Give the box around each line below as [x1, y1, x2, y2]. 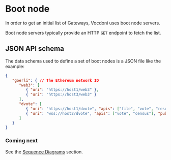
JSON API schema [5, 44, 65, 53]
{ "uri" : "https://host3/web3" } [25, 92, 97, 97]
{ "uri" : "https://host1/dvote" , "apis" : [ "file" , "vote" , [25, 106, 154, 111]
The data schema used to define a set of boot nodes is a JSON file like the [5, 58, 161, 64]
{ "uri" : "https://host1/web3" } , [25, 87, 99, 92]
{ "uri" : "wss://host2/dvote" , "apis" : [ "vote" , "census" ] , [25, 111, 156, 116]
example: [5, 63, 24, 69]
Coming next [5, 137, 38, 144]
